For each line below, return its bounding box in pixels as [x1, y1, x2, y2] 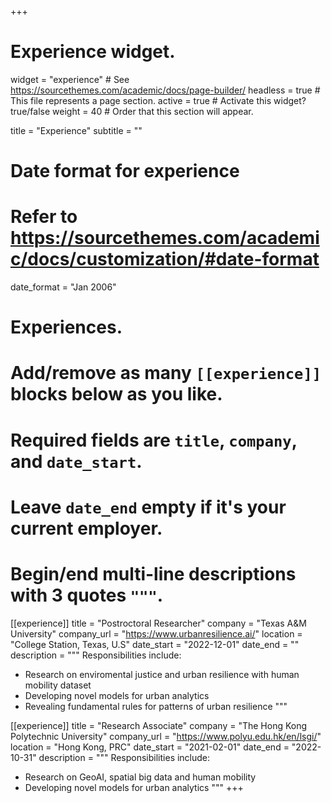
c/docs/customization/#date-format [10, 248, 320, 271]
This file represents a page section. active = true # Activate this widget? [10, 94, 307, 106]
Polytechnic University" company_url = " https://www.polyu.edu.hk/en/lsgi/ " [10, 730, 322, 742]
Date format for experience [10, 160, 240, 183]
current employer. [10, 517, 163, 540]
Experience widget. [10, 41, 176, 63]
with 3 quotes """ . [10, 584, 164, 606]
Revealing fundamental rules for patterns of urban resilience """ [24, 700, 288, 712]
